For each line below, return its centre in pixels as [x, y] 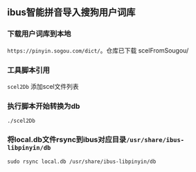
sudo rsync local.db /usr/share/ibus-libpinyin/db [82, 162]
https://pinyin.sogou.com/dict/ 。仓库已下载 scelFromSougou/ [98, 50]
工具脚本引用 [29, 70]
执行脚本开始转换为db [44, 106]
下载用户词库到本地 [39, 34]
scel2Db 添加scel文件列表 [43, 86]
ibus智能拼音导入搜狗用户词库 [71, 12]
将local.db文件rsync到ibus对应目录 [67, 139]
